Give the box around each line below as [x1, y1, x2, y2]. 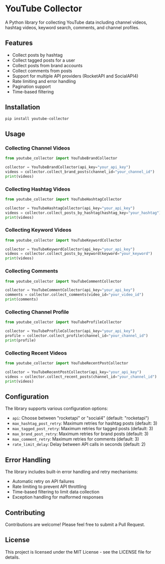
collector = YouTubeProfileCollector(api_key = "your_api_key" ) [5, 329, 135, 334]
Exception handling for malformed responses [12, 494, 104, 500]
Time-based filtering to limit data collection [12, 489, 100, 495]
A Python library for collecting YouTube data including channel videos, [5, 19, 147, 25]
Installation [5, 103, 40, 112]
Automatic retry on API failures [12, 479, 75, 484]
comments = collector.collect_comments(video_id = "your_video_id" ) [5, 292, 144, 297]
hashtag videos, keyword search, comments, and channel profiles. [5, 24, 140, 30]
